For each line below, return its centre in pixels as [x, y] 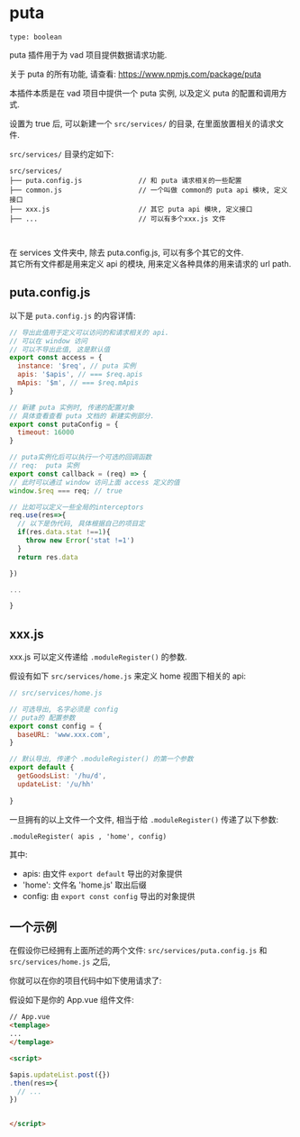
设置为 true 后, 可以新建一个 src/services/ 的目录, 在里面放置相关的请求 [143, 123]
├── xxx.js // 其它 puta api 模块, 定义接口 [131, 209]
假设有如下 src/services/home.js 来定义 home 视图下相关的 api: [127, 676]
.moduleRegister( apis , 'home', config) [88, 836]
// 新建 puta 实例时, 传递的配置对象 [72, 407]
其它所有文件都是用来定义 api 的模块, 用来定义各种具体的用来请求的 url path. [150, 263]
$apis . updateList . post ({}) [60, 1075]
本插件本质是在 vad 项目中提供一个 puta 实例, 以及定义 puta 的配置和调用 [144, 93]
